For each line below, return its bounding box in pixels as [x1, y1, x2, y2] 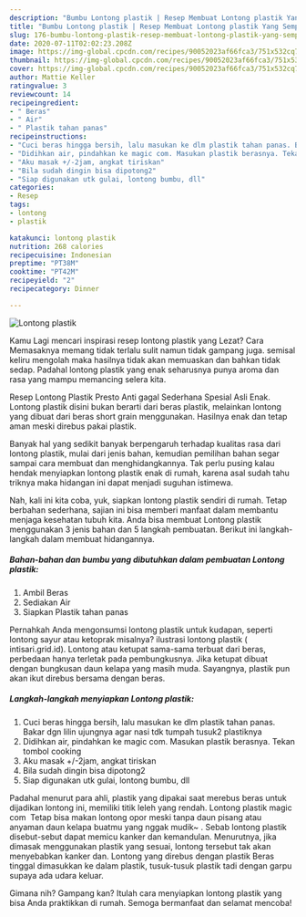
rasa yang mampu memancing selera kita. [9, 373, 167, 384]
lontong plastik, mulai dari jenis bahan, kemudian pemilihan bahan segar [9, 448, 280, 459]
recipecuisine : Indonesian [9, 250, 112, 260]
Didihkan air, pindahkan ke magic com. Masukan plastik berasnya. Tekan [22, 735, 296, 746]
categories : [9, 183, 55, 193]
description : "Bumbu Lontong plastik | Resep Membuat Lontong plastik [9, 13, 283, 23]
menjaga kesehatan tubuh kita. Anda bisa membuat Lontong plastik [9, 514, 262, 525]
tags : [9, 200, 30, 210]
